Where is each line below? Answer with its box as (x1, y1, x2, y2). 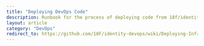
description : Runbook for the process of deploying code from (6, 14, 167, 20)
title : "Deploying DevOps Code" (6, 8, 88, 15)
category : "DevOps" (6, 25, 56, 32)
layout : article (6, 20, 47, 26)
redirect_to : (6, 31, 39, 37)
